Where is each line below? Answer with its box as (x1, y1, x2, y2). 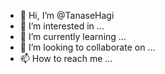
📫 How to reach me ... (19, 53, 113, 64)
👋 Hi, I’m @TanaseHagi (19, 10, 115, 21)
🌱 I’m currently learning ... (19, 31, 127, 42)
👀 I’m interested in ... (19, 20, 105, 32)
